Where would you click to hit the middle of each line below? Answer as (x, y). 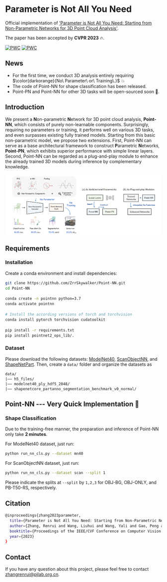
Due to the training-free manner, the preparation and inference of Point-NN (82, 429)
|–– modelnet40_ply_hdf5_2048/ (38, 384)
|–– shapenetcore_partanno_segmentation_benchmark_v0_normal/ (71, 389)
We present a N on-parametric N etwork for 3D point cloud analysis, (74, 119)
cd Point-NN (17, 288)
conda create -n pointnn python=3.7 (43, 299)
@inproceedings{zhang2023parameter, (43, 515)
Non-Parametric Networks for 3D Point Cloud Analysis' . (62, 28)
